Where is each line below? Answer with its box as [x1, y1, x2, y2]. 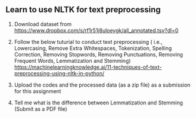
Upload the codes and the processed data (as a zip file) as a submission [14, 81, 191, 88]
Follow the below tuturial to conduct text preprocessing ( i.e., [14, 38, 163, 45]
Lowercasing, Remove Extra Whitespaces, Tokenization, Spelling [14, 44, 172, 52]
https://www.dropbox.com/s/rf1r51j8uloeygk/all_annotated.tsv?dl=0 [14, 27, 179, 34]
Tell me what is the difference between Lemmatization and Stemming [14, 99, 183, 106]
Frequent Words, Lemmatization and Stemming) [14, 57, 131, 64]
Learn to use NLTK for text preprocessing [5, 5, 161, 15]
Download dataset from [14, 20, 72, 27]
